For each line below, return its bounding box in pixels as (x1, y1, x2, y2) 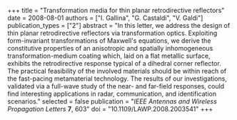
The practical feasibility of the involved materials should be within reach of (7, 67, 227, 75)
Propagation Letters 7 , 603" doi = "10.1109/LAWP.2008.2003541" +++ (7, 105, 213, 113)
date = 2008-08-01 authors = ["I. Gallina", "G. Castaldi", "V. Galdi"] (7, 14, 203, 22)
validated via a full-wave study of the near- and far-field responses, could (7, 82, 225, 90)
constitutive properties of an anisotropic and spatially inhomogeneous (7, 44, 213, 52)
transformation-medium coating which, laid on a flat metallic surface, (7, 51, 211, 60)
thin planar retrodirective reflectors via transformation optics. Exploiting (7, 29, 218, 37)
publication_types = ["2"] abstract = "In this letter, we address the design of (7, 21, 231, 29)
